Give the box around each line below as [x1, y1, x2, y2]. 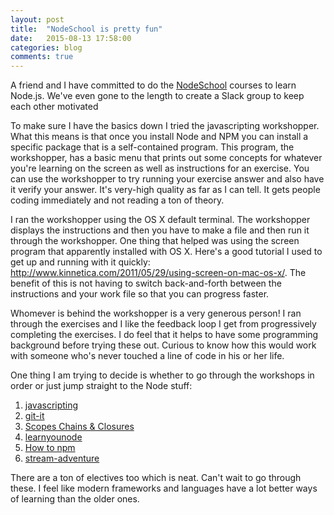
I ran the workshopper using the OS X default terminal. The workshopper [10, 214, 311, 226]
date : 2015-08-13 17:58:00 [10, 33, 132, 43]
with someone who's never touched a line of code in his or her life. [10, 350, 285, 362]
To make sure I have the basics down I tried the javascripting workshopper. [10, 120, 320, 132]
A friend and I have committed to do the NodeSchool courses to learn [10, 79, 297, 91]
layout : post [10, 14, 65, 25]
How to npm [24, 442, 76, 454]
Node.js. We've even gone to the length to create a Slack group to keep [10, 90, 305, 102]
